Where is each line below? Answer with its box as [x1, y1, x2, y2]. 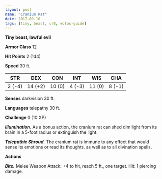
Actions [5, 153, 22, 160]
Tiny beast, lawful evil [5, 34, 51, 40]
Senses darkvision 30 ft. [5, 95, 55, 101]
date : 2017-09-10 [5, 16, 41, 21]
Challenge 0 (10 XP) [5, 115, 46, 120]
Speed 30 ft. [5, 63, 31, 69]
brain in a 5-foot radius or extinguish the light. [5, 129, 98, 135]
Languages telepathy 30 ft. [5, 105, 60, 111]
